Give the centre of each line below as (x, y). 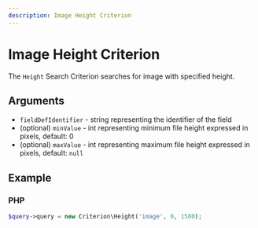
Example (30, 178)
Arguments (37, 100)
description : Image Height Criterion (70, 15)
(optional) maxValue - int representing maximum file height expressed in (135, 145)
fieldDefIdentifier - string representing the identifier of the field (125, 120)
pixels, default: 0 (46, 136)
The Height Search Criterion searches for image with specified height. (122, 76)
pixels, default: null (52, 153)
